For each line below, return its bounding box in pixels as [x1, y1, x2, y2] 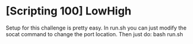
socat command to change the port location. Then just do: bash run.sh [5, 30, 183, 37]
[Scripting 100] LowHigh [5, 4, 132, 18]
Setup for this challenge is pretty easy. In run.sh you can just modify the [5, 24, 187, 31]
